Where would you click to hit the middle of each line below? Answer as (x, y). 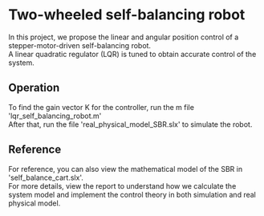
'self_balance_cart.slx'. (46, 177)
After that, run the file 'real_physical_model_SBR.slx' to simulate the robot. (130, 124)
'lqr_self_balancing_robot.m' (55, 116)
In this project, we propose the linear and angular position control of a (124, 37)
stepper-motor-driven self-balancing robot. (79, 45)
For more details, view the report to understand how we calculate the (122, 185)
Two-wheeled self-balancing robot (127, 15)
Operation (34, 88)
